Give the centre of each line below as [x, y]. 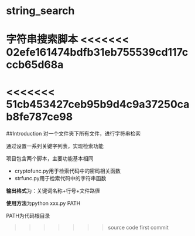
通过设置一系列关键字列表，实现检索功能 [55, 146]
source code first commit [138, 228]
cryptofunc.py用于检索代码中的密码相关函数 [68, 171]
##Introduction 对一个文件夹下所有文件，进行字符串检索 [73, 134]
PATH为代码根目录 [28, 216]
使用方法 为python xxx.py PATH [43, 203]
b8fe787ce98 [40, 117]
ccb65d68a [35, 65]
